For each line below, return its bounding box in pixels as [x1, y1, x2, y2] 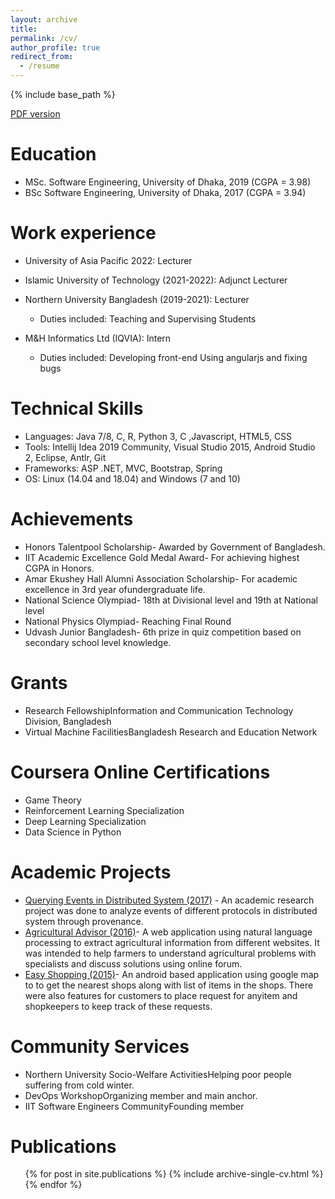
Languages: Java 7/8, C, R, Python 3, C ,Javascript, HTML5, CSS [24, 430, 293, 442]
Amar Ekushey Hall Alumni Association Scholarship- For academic [24, 572, 298, 585]
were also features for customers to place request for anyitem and [24, 989, 298, 1001]
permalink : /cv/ [10, 33, 78, 43]
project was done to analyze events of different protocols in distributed [24, 904, 318, 916]
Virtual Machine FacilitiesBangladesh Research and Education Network [24, 726, 318, 738]
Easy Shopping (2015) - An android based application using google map [24, 968, 320, 980]
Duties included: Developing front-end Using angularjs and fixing [39, 351, 308, 363]
